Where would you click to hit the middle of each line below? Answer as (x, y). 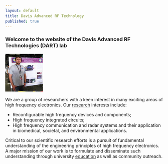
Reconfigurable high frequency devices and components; (72, 114)
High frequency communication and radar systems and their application (87, 125)
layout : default (22, 11)
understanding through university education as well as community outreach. (84, 156)
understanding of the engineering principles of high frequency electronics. (82, 145)
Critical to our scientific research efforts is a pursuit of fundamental (75, 140)
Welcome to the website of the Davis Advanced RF (68, 39)
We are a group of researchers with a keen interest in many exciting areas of (84, 99)
